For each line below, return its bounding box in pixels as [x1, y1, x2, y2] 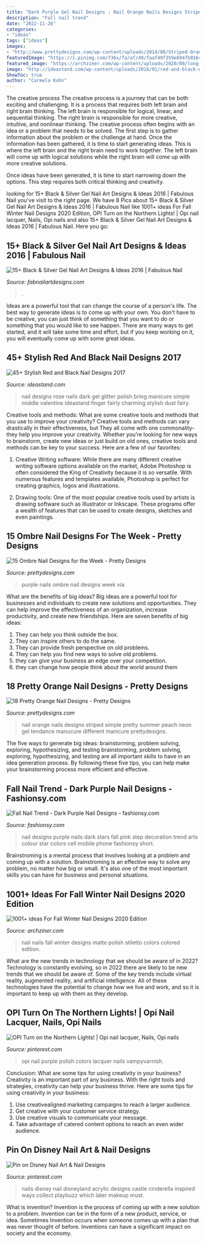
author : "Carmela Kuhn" [6, 77, 67, 84]
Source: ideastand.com [6, 380, 66, 388]
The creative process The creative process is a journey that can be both [6, 95, 189, 102]
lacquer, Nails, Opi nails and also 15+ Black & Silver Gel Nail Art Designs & [6, 216, 192, 224]
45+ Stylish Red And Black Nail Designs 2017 [6, 353, 182, 363]
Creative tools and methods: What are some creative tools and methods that [6, 411, 199, 418]
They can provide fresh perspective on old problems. [15, 643, 150, 651]
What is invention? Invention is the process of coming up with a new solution [6, 1203, 200, 1210]
